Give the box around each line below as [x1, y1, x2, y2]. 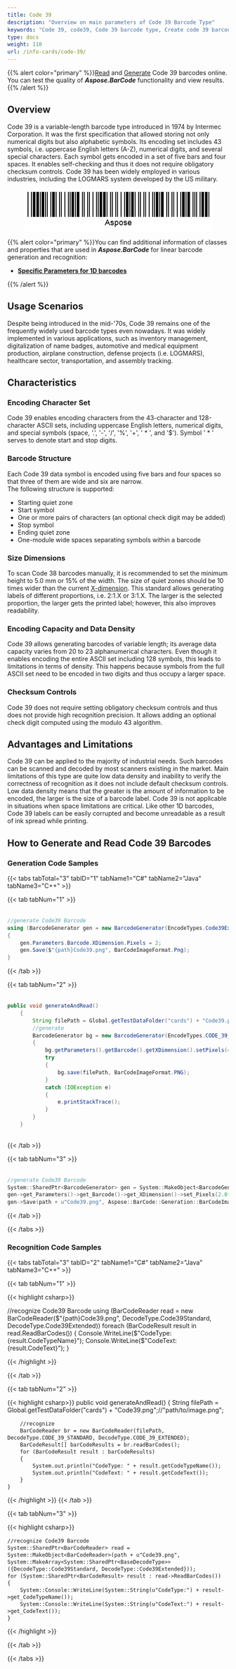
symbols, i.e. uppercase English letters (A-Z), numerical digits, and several [7, 145, 223, 153]
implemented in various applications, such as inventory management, [7, 334, 209, 342]
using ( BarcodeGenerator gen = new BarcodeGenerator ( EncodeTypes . [7, 924, 206, 931]
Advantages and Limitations [7, 738, 133, 750]
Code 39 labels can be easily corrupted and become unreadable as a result [7, 809, 225, 818]
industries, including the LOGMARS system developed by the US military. [7, 174, 218, 183]
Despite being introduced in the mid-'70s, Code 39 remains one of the [7, 319, 211, 327]
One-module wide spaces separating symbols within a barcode [17, 535, 202, 544]
